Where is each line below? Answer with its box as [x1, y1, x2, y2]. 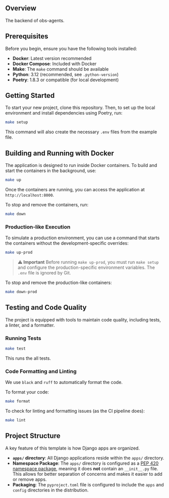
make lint [5, 418, 26, 423]
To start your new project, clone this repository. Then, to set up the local [5, 104, 155, 110]
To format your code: [5, 389, 49, 395]
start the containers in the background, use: [5, 168, 96, 174]
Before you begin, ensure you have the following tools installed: [5, 45, 137, 51]
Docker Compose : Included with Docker [12, 61, 97, 67]
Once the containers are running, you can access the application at [5, 187, 145, 192]
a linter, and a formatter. [5, 322, 55, 328]
